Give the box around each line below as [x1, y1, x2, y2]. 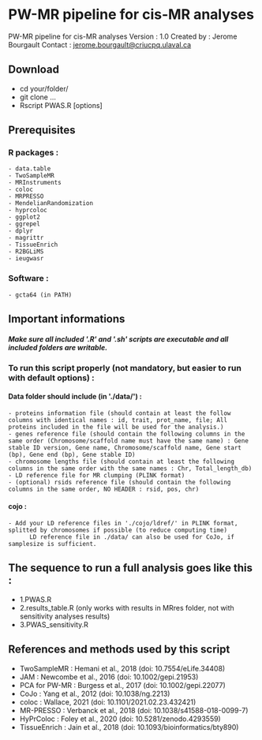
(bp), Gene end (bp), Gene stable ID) [8, 450, 136, 458]
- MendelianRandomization [8, 200, 93, 207]
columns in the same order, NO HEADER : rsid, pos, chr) [8, 485, 200, 493]
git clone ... [19, 92, 57, 102]
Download [8, 63, 59, 77]
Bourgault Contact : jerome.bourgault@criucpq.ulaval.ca [8, 39, 192, 49]
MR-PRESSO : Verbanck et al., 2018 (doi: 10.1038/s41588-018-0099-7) [19, 705, 249, 715]
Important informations [8, 312, 125, 326]
